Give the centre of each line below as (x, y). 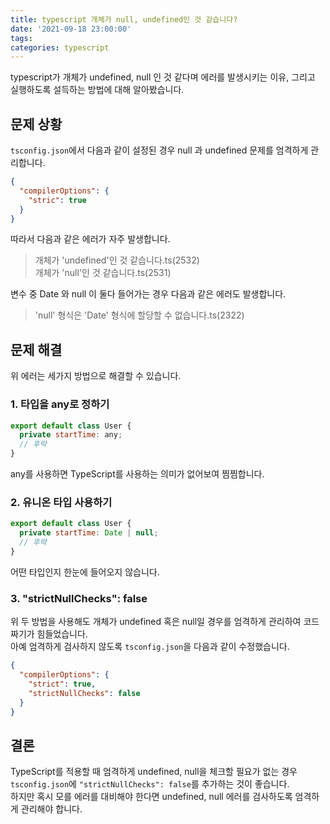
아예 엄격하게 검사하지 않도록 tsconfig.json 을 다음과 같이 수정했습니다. (150, 647)
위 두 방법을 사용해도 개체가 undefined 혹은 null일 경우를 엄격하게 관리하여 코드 (165, 622)
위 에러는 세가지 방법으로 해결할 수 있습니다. (96, 376)
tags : (21, 38)
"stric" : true (57, 200)
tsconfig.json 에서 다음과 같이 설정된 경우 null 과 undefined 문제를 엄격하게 (159, 150)
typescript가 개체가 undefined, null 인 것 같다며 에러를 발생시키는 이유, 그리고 (163, 77)
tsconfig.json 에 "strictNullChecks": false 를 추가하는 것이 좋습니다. (150, 784)
